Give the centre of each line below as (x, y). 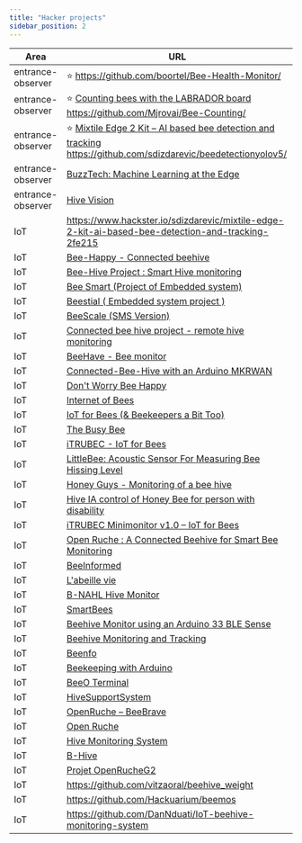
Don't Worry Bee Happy (116, 385)
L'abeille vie (91, 579)
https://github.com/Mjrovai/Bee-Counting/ (156, 112)
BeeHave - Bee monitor (116, 356)
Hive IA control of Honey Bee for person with (160, 498)
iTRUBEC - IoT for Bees (116, 444)
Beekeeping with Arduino (120, 668)
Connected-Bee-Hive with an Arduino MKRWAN (169, 371)
